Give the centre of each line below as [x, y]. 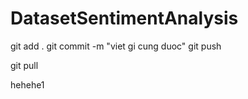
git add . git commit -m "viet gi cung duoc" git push [116, 46]
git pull [24, 65]
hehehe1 [27, 84]
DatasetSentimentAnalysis [124, 18]
